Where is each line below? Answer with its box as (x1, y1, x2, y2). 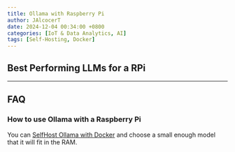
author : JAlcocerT (7, 17, 61, 24)
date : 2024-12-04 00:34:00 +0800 (7, 23, 105, 30)
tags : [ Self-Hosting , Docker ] (7, 36, 96, 43)
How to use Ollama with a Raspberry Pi (7, 114, 141, 124)
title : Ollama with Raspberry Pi (7, 10, 105, 17)
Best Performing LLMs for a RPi (7, 62, 146, 74)
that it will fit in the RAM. (7, 137, 78, 146)
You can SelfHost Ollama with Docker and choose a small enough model (7, 130, 215, 139)
